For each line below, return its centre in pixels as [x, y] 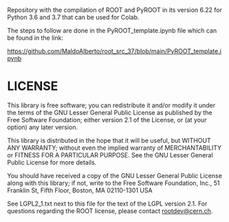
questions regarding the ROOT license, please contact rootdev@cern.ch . [110, 211]
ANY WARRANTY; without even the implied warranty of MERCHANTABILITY [115, 148]
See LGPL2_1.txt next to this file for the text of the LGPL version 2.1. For [107, 203]
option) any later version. [42, 127]
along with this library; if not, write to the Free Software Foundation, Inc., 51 [113, 183]
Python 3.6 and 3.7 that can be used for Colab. [73, 17]
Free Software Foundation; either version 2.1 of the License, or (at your [107, 120]
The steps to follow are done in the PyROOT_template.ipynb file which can [112, 31]
